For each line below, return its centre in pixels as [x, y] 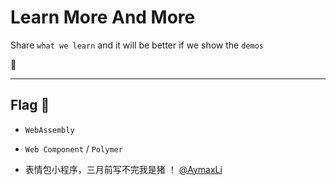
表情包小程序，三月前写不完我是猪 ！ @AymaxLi [123, 169]
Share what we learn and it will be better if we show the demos [137, 45]
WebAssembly [49, 130]
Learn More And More [103, 17]
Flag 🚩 [30, 105]
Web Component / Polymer [73, 148]
